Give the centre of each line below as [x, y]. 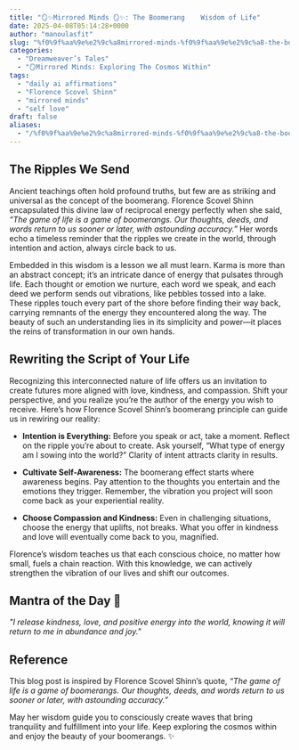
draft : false [33, 117]
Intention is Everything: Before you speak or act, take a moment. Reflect [156, 436]
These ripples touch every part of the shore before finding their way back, [145, 303]
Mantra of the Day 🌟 [65, 601]
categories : [31, 51]
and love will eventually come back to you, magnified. [121, 536]
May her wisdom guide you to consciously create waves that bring [131, 717]
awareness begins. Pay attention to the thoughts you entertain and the [151, 481]
